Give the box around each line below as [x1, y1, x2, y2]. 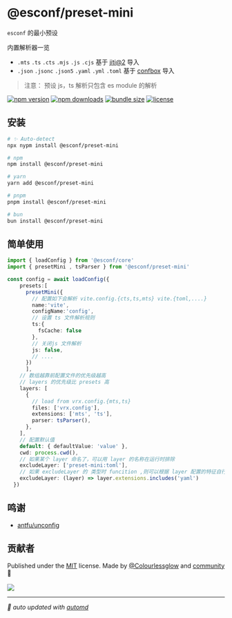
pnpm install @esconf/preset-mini [7, 198, 107, 205]
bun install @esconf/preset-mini [7, 218, 104, 224]
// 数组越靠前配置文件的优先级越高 [19, 372, 106, 379]
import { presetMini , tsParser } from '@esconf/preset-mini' [7, 264, 190, 271]
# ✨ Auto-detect [7, 135, 55, 142]
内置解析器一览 [7, 43, 50, 51]
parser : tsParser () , [32, 417, 91, 424]
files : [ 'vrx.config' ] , [32, 404, 100, 412]
